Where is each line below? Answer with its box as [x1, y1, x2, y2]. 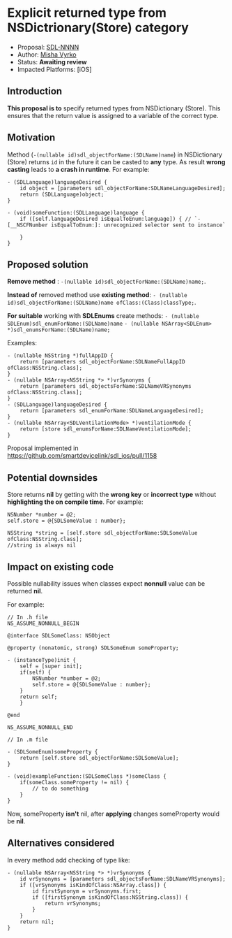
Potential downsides [7, 472, 98, 484]
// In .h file [7, 614, 49, 621]
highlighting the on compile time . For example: [7, 498, 144, 506]
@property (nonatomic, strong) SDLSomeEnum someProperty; [7, 644, 179, 651]
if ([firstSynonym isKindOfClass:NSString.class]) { [32, 893, 189, 901]
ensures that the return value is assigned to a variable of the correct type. [7, 111, 219, 120]
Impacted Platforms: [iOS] [17, 65, 92, 73]
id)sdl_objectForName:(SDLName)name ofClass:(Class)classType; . [7, 298, 196, 307]
